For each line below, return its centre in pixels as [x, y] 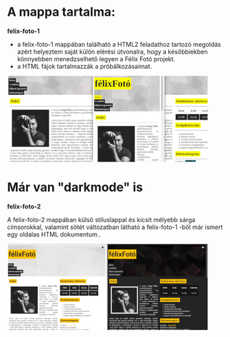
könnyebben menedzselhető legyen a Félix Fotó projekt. [96, 58]
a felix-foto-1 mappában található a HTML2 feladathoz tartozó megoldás [119, 44]
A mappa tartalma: [61, 12]
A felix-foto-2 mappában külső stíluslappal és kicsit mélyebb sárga [101, 219]
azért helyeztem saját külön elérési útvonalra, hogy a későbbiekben [112, 52]
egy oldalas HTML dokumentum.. [54, 234]
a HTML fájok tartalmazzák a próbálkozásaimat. [84, 66]
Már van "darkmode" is [75, 187]
